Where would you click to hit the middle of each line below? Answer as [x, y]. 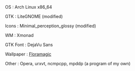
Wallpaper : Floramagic [28, 54]
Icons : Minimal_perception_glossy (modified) [51, 26]
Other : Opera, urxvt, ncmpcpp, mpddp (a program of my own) [68, 63]
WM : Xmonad [19, 35]
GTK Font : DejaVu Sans [29, 45]
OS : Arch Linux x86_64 [29, 7]
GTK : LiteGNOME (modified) [34, 16]
